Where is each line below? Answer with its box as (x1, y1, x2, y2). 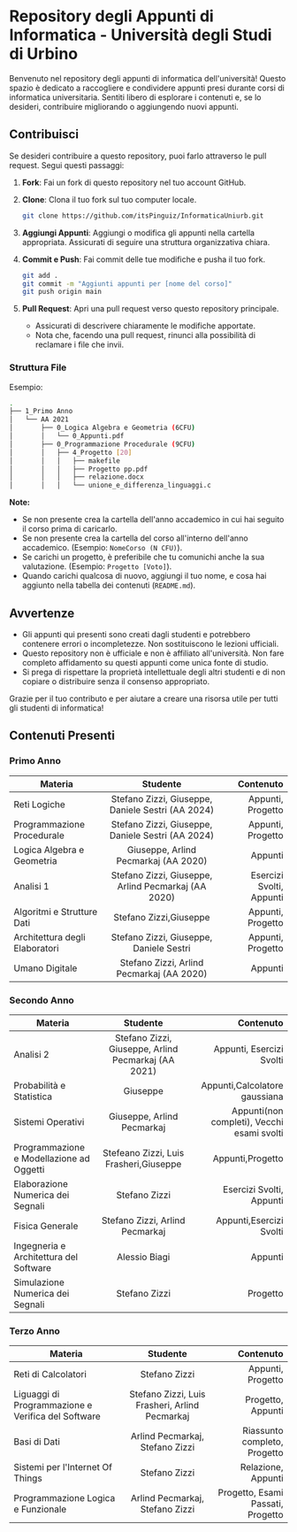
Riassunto (242, 1425, 284, 1437)
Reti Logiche (13, 798, 66, 811)
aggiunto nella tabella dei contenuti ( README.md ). (21, 580, 196, 590)
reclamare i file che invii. (34, 339, 125, 350)
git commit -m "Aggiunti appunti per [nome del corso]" (21, 279, 232, 289)
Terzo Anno (9, 1325, 60, 1337)
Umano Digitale (13, 962, 78, 974)
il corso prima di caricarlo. (21, 524, 118, 535)
